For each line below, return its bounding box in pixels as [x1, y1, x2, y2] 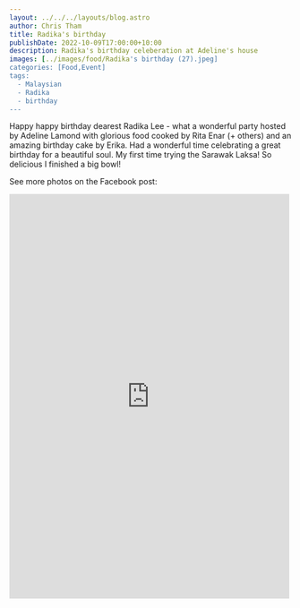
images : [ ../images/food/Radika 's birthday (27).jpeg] [9, 55, 219, 64]
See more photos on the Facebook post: [9, 176, 158, 187]
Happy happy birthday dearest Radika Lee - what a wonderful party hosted [9, 121, 287, 132]
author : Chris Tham [9, 21, 82, 30]
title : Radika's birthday [9, 30, 106, 39]
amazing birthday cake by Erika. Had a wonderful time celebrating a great [9, 140, 281, 150]
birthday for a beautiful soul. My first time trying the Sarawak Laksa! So [9, 150, 272, 160]
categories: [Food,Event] [9, 64, 106, 73]
